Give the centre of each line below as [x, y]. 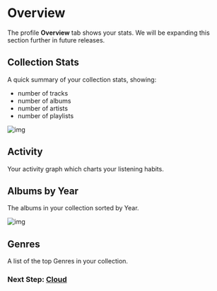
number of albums [44, 101]
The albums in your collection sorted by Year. [73, 208]
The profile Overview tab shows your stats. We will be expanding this [108, 33]
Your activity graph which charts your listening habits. [86, 169]
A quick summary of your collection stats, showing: [82, 79]
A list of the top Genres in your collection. [68, 261]
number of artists [43, 108]
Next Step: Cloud [37, 280]
